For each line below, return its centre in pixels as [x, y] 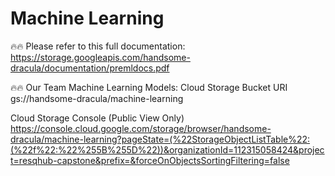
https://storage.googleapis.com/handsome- [100, 57]
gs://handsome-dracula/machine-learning [97, 98]
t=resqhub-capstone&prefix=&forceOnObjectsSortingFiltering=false [150, 160]
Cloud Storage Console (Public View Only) [97, 118]
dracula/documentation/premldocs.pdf [90, 68]
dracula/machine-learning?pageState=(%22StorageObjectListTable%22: [160, 139]
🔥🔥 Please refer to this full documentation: [98, 46]
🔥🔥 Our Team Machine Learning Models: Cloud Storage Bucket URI [149, 87]
